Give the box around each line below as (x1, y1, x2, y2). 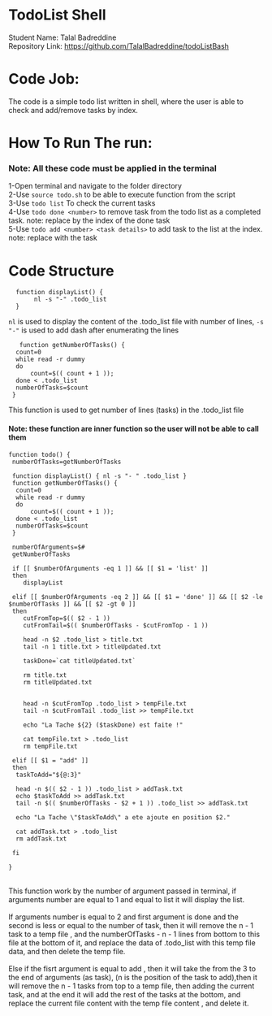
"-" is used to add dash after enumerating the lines (8, 325, 179, 335)
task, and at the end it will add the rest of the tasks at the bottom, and (8, 989, 241, 999)
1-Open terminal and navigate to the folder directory (8, 181, 183, 191)
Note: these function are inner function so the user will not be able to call (8, 423, 259, 433)
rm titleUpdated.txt (23, 678, 93, 686)
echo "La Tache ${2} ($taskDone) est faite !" (23, 721, 183, 729)
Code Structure (8, 262, 114, 280)
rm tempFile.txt (23, 742, 79, 750)
